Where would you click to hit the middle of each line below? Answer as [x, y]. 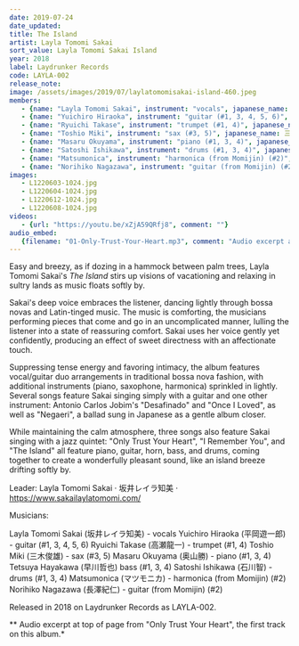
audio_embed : [33, 233]
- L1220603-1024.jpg [59, 184]
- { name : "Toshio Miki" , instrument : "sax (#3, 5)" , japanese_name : [151, 134]
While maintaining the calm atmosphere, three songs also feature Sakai [140, 432]
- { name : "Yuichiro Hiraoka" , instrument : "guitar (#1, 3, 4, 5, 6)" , [155, 117]
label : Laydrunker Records [59, 68]
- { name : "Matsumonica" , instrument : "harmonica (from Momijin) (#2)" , [157, 158]
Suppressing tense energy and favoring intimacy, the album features [135, 367]
